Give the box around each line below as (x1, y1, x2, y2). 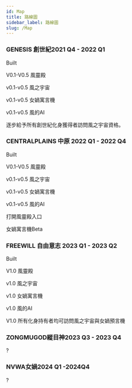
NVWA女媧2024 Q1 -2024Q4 (6, 363, 90, 371)
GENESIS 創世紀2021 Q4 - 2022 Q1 (6, 45, 105, 53)
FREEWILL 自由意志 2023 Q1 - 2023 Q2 (6, 241, 117, 249)
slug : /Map (6, 25, 33, 31)
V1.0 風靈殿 (6, 268, 33, 275)
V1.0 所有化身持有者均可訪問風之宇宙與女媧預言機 (6, 318, 126, 325)
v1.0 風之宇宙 (6, 280, 38, 287)
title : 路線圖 (6, 14, 38, 20)
